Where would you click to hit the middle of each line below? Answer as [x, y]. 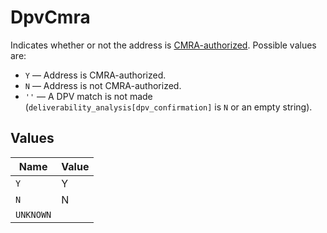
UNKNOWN [33, 214]
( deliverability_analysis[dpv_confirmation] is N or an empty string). [168, 107]
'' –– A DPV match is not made [88, 96]
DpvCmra [50, 17]
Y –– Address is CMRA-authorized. [95, 75]
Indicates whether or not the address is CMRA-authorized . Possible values [163, 45]
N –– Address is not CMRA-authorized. [103, 85]
